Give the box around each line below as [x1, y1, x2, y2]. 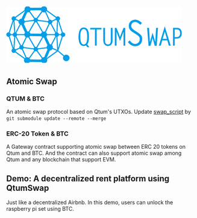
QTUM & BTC [6, 94, 45, 102]
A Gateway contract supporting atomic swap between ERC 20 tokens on [6, 143, 186, 151]
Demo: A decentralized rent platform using [6, 173, 170, 184]
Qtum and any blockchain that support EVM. [6, 156, 116, 163]
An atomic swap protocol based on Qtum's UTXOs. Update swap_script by [6, 108, 192, 115]
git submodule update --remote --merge [6, 115, 107, 122]
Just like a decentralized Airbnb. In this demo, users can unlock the [6, 199, 174, 206]
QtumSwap [6, 182, 49, 193]
